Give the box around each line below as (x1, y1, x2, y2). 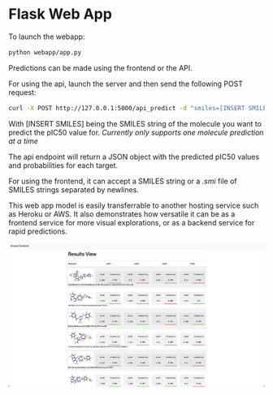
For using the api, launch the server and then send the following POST (8, 79, 244, 88)
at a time (8, 135, 38, 146)
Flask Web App (8, 5, 112, 24)
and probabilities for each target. (8, 160, 119, 170)
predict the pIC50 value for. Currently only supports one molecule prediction (8, 127, 264, 137)
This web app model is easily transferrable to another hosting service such (8, 200, 259, 210)
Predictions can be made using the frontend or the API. (8, 62, 193, 73)
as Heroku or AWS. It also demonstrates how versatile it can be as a (8, 208, 236, 219)
